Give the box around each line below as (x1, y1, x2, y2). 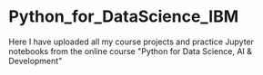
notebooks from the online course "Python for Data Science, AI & (8, 45, 252, 56)
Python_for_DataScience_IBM (8, 6, 239, 27)
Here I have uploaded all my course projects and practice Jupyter (8, 36, 255, 47)
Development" (8, 55, 63, 66)
